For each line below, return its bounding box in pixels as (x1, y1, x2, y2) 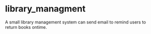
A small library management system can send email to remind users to (5, 19, 146, 25)
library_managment (5, 3, 86, 14)
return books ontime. (5, 24, 47, 30)
